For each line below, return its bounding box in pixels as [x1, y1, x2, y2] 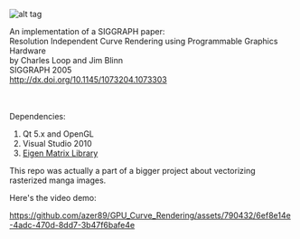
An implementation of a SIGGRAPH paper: [9, 26, 165, 36]
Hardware [9, 45, 47, 56]
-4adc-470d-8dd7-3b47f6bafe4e [9, 220, 136, 230]
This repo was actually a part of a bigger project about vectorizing [9, 166, 256, 176]
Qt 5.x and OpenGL [22, 129, 95, 139]
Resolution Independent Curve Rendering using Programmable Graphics [9, 36, 278, 46]
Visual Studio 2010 [22, 139, 92, 148]
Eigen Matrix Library [22, 148, 98, 158]
